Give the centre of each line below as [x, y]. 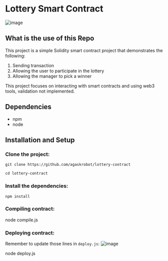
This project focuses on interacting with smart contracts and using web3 [80, 86]
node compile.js [22, 220]
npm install [17, 196]
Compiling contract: [30, 209]
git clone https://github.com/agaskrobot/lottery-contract [68, 165]
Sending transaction [33, 65]
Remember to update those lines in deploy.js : [52, 244]
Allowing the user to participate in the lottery [58, 71]
